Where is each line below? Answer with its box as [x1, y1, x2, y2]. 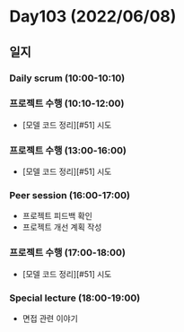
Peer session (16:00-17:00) [9, 189, 130, 202]
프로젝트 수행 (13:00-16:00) [9, 144, 127, 156]
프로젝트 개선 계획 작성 [22, 222, 102, 232]
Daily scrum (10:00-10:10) [9, 72, 126, 84]
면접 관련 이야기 [22, 312, 78, 324]
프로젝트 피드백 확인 [22, 211, 92, 222]
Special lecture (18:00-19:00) [9, 292, 141, 304]
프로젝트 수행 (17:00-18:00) [9, 247, 126, 259]
